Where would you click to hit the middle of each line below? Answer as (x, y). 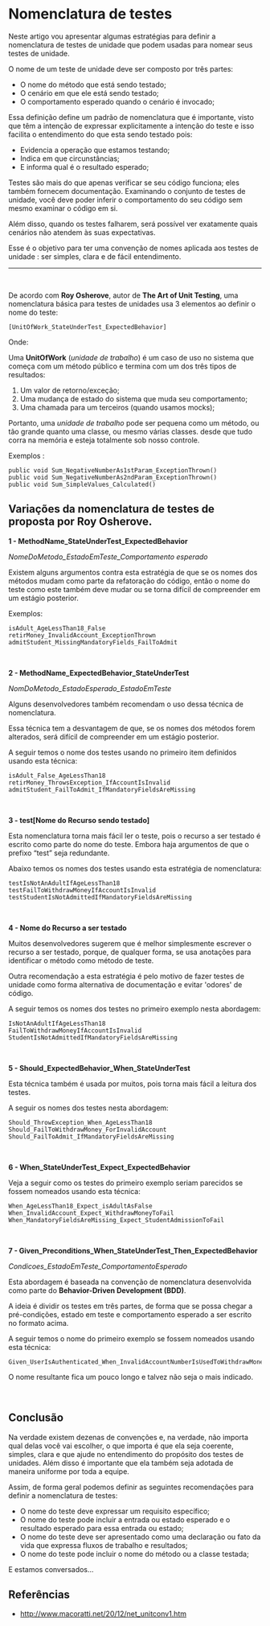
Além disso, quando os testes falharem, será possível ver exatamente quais (133, 224)
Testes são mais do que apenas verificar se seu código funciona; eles (124, 183)
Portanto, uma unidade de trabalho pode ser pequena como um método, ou (134, 422)
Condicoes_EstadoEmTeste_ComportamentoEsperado (98, 1266)
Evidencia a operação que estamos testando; (95, 150)
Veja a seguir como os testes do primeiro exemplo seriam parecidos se (126, 1183)
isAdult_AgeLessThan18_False (57, 628)
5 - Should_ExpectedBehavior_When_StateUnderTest (99, 1068)
